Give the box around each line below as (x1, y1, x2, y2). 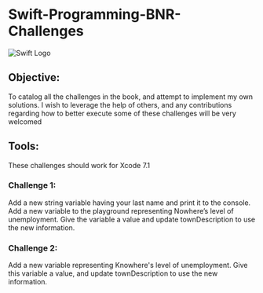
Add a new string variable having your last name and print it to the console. (8, 198, 251, 207)
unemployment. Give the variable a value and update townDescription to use (8, 214, 256, 224)
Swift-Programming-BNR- (8, 5, 181, 24)
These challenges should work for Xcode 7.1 (8, 160, 151, 170)
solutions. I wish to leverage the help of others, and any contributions (8, 100, 232, 109)
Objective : (8, 71, 60, 84)
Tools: (8, 140, 39, 153)
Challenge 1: (8, 180, 57, 191)
